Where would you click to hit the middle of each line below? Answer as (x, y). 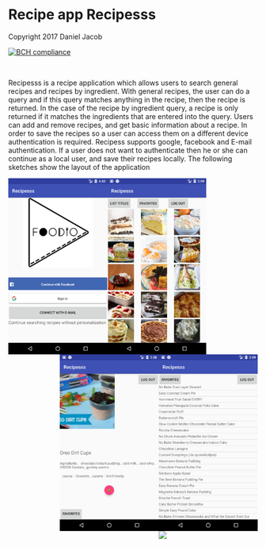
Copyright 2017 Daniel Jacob (55, 37)
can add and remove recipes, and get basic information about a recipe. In (128, 125)
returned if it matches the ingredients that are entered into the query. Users (131, 116)
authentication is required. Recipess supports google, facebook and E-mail (130, 141)
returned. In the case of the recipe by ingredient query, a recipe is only (123, 108)
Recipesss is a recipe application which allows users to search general (123, 83)
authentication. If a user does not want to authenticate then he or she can (128, 150)
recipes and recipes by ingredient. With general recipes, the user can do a (129, 91)
